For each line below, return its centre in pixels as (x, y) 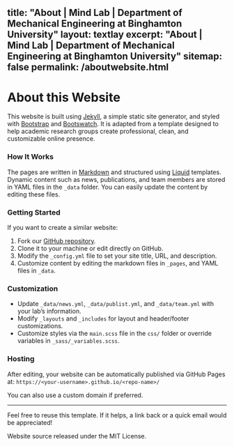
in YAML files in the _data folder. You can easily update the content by (108, 187)
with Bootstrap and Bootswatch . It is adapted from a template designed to (113, 124)
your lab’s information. (49, 312)
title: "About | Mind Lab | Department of (95, 13)
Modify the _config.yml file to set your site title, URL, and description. (117, 256)
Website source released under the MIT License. (77, 436)
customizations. (40, 326)
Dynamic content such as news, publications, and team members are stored (116, 179)
